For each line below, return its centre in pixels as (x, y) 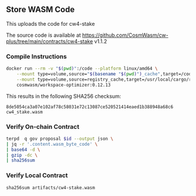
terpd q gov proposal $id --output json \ (60, 139)
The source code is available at (43, 35)
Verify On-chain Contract (43, 126)
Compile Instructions (36, 56)
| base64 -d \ (23, 149)
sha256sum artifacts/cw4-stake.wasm (50, 188)
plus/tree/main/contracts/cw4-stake (50, 41)
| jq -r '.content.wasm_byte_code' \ (52, 144)
